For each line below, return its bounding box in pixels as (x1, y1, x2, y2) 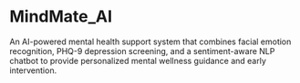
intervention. (9, 65, 57, 76)
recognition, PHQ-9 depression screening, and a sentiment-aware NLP (9, 45, 275, 56)
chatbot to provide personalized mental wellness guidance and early (9, 55, 267, 66)
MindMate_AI (9, 6, 112, 27)
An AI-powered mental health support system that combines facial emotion (9, 36, 292, 47)
